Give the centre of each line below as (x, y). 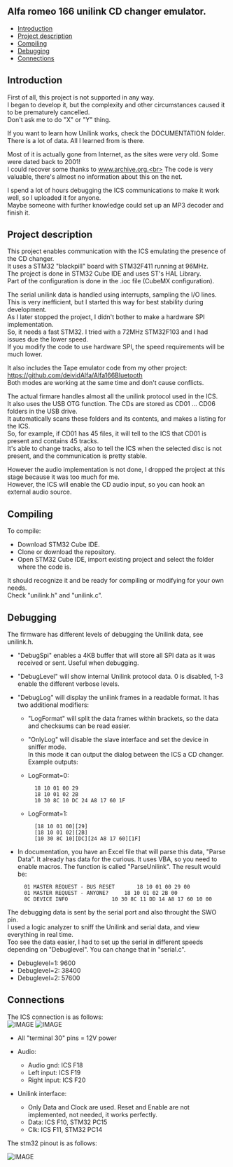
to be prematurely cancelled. (49, 112)
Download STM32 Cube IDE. (58, 545)
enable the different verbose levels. (69, 684)
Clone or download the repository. (67, 552)
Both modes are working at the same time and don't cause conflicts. (106, 383)
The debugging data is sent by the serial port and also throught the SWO (112, 912)
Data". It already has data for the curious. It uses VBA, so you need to (117, 859)
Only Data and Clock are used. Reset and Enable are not (109, 1107)
